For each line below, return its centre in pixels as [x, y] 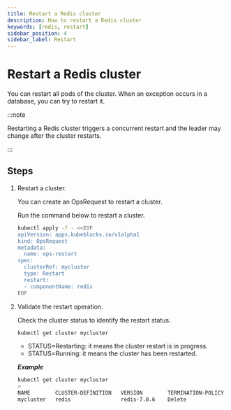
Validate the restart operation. [60, 306]
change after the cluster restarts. [54, 136]
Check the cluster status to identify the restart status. [94, 320]
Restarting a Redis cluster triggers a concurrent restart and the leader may [114, 128]
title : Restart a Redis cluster [54, 14]
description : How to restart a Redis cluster [74, 20]
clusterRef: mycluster [57, 267]
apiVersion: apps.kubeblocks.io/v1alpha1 [78, 234]
